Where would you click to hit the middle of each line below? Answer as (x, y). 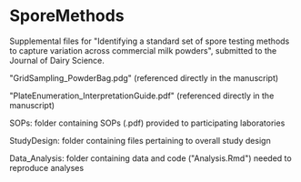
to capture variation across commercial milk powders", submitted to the (143, 50)
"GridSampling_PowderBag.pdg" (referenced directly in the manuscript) (144, 77)
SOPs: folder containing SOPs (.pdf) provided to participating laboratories (147, 123)
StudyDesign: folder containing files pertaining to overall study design (140, 140)
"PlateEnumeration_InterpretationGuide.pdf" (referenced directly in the (142, 96)
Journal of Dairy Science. (57, 60)
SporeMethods (67, 16)
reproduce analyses (47, 167)
